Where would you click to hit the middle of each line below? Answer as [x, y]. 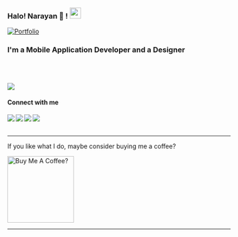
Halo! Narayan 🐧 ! [38, 16]
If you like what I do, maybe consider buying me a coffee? [92, 146]
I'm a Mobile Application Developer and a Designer [96, 50]
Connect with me [33, 102]
